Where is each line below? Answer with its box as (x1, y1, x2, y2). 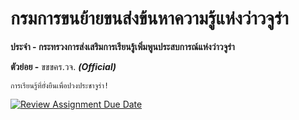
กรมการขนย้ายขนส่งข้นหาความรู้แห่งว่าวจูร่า (10, 7, 289, 30)
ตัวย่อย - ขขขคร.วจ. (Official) (10, 60, 117, 72)
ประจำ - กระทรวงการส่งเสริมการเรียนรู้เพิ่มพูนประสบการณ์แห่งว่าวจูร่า (10, 40, 235, 52)
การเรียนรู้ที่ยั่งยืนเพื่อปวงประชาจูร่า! (10, 80, 110, 91)
